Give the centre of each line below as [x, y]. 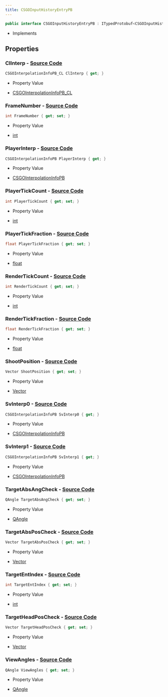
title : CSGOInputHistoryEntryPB [39, 10]
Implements [24, 33]
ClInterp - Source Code [34, 63]
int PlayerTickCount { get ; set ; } [42, 201]
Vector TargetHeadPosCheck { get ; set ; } [49, 627]
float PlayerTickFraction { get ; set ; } [48, 244]
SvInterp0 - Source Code [36, 404]
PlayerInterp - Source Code [39, 148]
